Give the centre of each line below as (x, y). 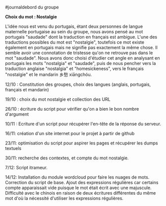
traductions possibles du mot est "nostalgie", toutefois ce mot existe (75, 42)
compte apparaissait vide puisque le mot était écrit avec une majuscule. (79, 188)
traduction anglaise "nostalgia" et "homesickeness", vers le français (75, 69)
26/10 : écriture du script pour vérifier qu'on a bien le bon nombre (72, 109)
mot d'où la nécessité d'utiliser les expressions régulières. (64, 198)
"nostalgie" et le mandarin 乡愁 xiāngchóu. (49, 74)
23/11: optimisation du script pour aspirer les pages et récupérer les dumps (82, 143)
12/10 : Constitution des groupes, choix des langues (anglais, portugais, (78, 84)
